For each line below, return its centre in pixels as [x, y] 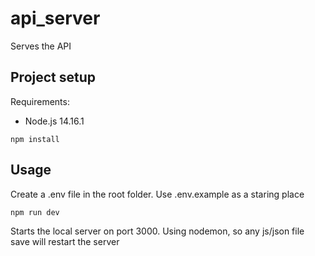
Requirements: [40, 101]
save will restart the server [65, 241]
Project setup [53, 77]
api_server [55, 18]
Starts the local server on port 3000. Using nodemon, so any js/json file [157, 231]
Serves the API [41, 46]
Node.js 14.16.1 [54, 121]
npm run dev [35, 212]
